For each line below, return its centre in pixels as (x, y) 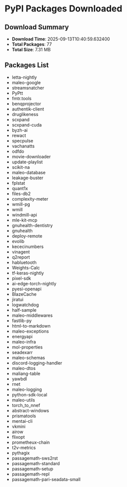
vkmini (19, 426)
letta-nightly (24, 77)
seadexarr (22, 352)
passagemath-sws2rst (35, 458)
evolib (18, 241)
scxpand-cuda (27, 124)
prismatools (24, 416)
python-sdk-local (30, 394)
